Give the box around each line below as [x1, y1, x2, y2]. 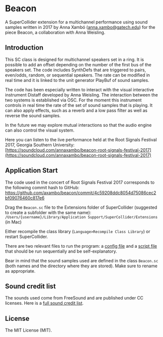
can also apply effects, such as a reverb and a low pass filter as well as [5, 107, 147, 113]
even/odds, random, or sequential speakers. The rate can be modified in [5, 72, 150, 78]
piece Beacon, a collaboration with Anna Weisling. [5, 29, 106, 35]
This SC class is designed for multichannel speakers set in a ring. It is [5, 57, 145, 62]
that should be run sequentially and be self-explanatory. [5, 248, 117, 254]
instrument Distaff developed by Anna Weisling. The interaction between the [5, 92, 158, 98]
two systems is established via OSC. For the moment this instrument [5, 97, 142, 103]
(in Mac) [5, 219, 22, 225]
